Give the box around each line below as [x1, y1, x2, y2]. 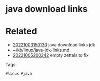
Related [5, 26, 37, 37]
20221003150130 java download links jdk [12, 42, 96, 48]
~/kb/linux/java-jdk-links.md [12, 47, 70, 53]
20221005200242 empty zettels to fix [12, 52, 89, 58]
